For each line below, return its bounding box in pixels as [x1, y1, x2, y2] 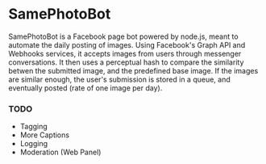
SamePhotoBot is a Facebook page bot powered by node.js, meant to [8, 32, 239, 41]
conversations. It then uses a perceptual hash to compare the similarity [8, 57, 244, 67]
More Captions [19, 130, 70, 140]
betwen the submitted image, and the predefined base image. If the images [8, 65, 259, 75]
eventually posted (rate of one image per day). [8, 82, 163, 93]
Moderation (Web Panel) [19, 147, 102, 158]
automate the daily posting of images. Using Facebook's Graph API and [8, 40, 246, 49]
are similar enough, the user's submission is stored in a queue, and [8, 74, 231, 84]
